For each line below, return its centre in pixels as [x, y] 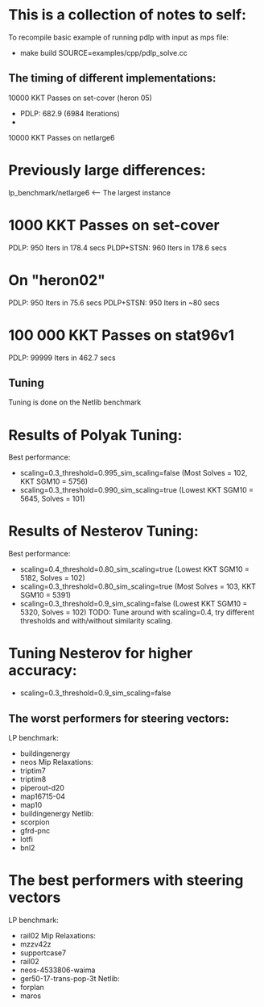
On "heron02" [57, 280]
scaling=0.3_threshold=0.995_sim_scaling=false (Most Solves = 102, [134, 473]
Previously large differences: [107, 170]
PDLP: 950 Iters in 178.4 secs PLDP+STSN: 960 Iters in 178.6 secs [118, 247]
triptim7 [33, 770]
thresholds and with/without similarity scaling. [96, 621]
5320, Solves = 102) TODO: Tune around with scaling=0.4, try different [137, 612]
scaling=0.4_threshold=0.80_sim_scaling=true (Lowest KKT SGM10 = [134, 569]
